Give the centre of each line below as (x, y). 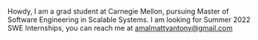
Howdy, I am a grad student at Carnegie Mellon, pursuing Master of (118, 11)
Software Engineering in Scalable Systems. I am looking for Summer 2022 (129, 20)
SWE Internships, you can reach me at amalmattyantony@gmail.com (120, 28)
